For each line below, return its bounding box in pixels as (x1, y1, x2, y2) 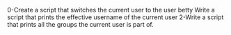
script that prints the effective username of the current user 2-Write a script (7, 13, 224, 21)
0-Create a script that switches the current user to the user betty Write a (7, 6, 216, 14)
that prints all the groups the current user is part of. (7, 21, 154, 28)
